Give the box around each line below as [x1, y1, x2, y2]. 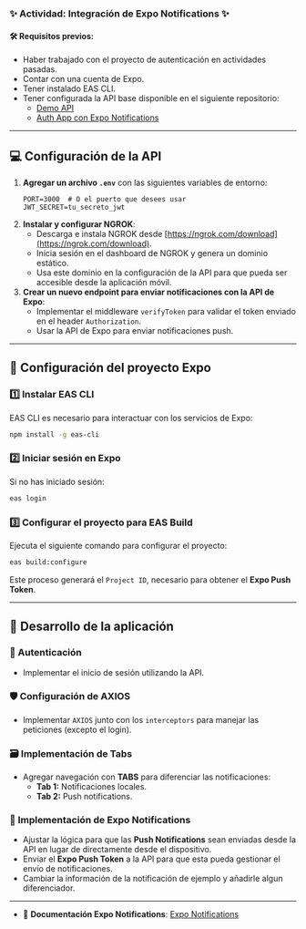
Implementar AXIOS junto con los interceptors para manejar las [22, 714, 260, 725]
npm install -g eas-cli [9, 429, 100, 439]
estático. [36, 257, 70, 268]
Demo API [36, 103, 75, 114]
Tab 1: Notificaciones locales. [36, 781, 148, 792]
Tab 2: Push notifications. [36, 791, 133, 802]
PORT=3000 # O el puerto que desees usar [22, 194, 187, 203]
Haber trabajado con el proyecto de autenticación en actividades [22, 54, 267, 66]
